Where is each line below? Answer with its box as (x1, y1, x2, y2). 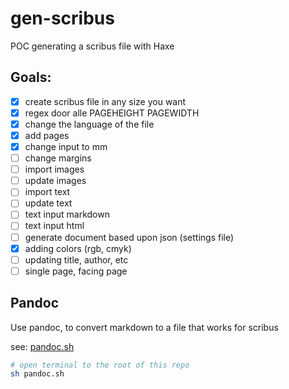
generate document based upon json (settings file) (24, 231, 235, 243)
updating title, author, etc (24, 253, 129, 266)
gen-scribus (10, 7, 115, 30)
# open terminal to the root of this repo (10, 360, 190, 370)
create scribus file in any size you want (24, 95, 187, 107)
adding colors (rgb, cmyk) (24, 242, 132, 254)
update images (24, 175, 87, 187)
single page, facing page (24, 265, 128, 277)
